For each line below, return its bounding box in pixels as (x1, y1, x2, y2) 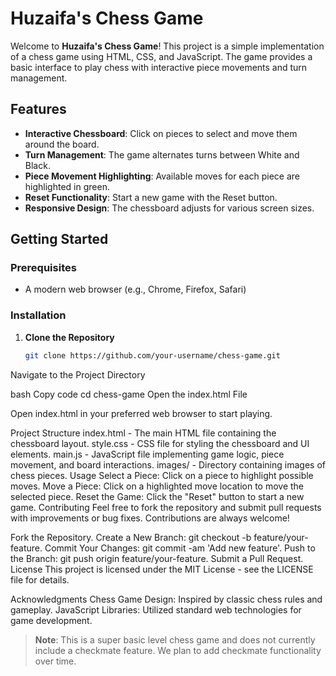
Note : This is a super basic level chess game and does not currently (34, 633, 316, 646)
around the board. (24, 138, 100, 150)
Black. (24, 159, 51, 171)
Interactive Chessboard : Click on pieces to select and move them (24, 127, 298, 139)
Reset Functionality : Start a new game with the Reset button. (24, 191, 278, 203)
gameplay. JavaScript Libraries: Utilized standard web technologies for (10, 603, 302, 616)
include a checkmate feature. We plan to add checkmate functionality (34, 644, 322, 656)
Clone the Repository (24, 331, 115, 343)
